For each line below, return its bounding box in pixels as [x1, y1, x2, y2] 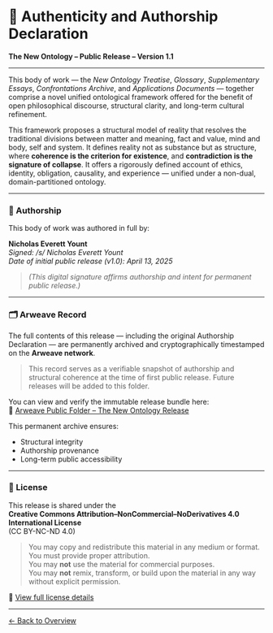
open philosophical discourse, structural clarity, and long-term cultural [8, 101, 245, 111]
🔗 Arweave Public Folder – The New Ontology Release [8, 405, 189, 415]
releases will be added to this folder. [28, 381, 150, 391]
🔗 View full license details [8, 592, 94, 602]
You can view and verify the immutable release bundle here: [8, 397, 210, 406]
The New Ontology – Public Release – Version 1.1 [8, 51, 174, 61]
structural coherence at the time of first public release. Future [28, 372, 235, 382]
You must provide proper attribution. [28, 550, 150, 560]
